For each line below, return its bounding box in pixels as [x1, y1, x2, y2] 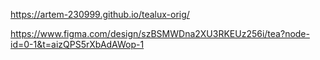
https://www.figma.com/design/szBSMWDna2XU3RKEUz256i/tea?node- [10, 28, 310, 39]
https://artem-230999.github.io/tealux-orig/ [10, 9, 190, 20]
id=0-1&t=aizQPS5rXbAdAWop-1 [10, 39, 145, 50]
